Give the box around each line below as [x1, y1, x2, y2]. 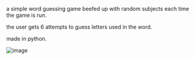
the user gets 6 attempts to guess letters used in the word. [6, 24, 153, 30]
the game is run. [6, 12, 47, 19]
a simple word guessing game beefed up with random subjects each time [6, 5, 190, 12]
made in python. [6, 35, 47, 42]
